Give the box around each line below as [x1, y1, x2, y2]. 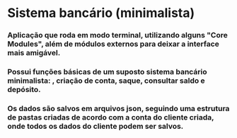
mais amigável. [7, 48, 61, 58]
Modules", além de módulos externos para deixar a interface [7, 39, 219, 49]
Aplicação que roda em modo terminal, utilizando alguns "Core [7, 30, 228, 40]
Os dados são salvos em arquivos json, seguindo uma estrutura [7, 103, 230, 113]
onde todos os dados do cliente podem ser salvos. [7, 121, 184, 131]
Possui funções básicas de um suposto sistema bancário [7, 67, 207, 77]
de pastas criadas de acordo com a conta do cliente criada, [7, 112, 214, 122]
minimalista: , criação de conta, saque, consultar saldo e [7, 76, 205, 86]
